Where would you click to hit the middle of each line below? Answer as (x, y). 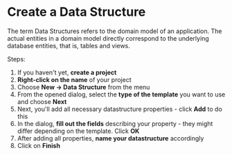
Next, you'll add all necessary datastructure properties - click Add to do (120, 109)
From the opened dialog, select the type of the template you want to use (121, 94)
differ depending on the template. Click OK (78, 131)
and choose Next (42, 101)
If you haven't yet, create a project (67, 72)
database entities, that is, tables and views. (69, 45)
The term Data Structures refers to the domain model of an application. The (115, 31)
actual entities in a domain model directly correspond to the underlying (108, 38)
